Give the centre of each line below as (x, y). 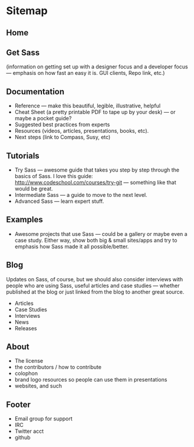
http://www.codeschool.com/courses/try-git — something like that (96, 183)
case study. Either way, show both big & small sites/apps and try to (96, 240)
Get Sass (23, 52)
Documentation (35, 92)
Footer (19, 404)
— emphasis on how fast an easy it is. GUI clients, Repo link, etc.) (86, 73)
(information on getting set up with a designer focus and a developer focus (97, 67)
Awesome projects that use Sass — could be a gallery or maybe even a (101, 234)
